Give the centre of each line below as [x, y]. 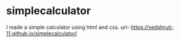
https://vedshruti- [152, 27]
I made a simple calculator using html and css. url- [68, 27]
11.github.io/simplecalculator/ [42, 33]
